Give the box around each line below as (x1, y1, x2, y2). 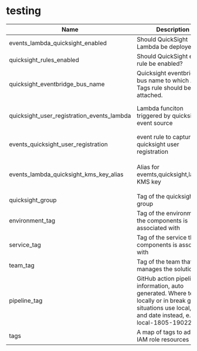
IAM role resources (137, 335, 189, 343)
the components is (137, 216, 188, 224)
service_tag (9, 241, 41, 249)
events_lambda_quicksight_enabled (9, 39, 107, 47)
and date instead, (137, 311, 185, 319)
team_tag (9, 261, 35, 269)
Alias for (137, 163, 160, 171)
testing (6, 4, 42, 18)
